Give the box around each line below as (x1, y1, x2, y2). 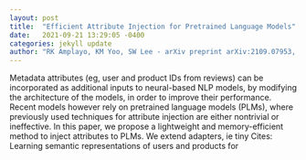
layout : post (9, 13, 59, 23)
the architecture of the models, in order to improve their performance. (9, 92, 272, 103)
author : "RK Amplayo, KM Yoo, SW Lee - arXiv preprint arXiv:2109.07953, (9, 48, 297, 57)
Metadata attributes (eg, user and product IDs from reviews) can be (9, 72, 264, 83)
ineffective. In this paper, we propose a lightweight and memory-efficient (9, 121, 284, 133)
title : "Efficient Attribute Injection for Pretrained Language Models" (9, 22, 297, 31)
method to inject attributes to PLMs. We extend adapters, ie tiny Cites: (9, 131, 273, 142)
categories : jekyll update (9, 38, 112, 48)
